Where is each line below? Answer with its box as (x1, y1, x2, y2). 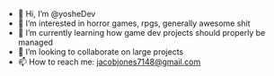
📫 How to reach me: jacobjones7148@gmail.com (17, 56, 201, 67)
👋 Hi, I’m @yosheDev (17, 9, 96, 19)
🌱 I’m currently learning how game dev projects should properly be (17, 28, 266, 38)
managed (17, 37, 54, 47)
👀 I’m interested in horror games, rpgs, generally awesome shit (17, 18, 251, 29)
